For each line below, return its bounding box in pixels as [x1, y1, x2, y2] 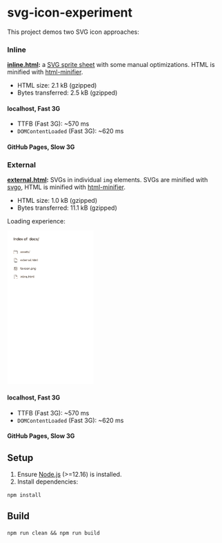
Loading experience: [7, 217, 65, 226]
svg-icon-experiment [7, 5, 133, 21]
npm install [7, 491, 41, 498]
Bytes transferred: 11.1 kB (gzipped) [17, 204, 117, 212]
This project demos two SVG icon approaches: [7, 28, 139, 36]
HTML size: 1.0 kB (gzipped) [17, 197, 98, 205]
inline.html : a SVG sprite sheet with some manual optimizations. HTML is [7, 61, 215, 69]
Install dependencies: [17, 477, 79, 486]
